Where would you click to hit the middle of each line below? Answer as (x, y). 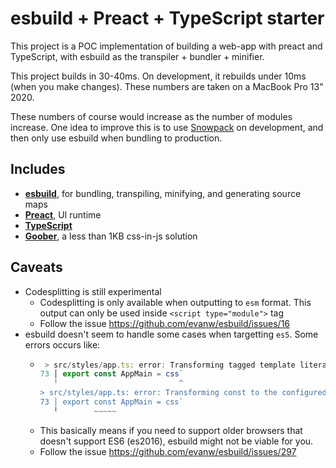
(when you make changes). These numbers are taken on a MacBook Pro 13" (167, 86)
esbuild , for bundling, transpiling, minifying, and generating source (163, 193)
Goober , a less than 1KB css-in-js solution (111, 236)
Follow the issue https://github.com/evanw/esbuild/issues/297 (168, 451)
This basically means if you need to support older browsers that (171, 430)
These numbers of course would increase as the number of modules (151, 116)
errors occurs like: (62, 344)
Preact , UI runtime (63, 214)
